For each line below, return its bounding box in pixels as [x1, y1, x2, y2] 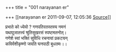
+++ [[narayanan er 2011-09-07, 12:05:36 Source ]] [5, 14, 111, 20]
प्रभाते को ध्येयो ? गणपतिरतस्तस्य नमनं [5, 24, 66, 30]
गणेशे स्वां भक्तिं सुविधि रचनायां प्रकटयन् [5, 35, 68, 41]
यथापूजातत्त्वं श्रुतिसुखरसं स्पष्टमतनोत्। [5, 30, 67, 35]
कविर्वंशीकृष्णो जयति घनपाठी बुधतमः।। [5, 41, 68, 47]
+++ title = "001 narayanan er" [5, 5, 69, 10]
